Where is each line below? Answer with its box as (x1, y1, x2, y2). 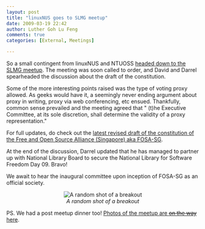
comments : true (6, 32, 45, 38)
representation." (6, 117, 47, 125)
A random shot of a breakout (66, 198, 140, 204)
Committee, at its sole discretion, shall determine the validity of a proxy (6, 111, 185, 118)
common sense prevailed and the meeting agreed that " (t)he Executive (6, 104, 187, 111)
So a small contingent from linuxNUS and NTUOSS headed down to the (6, 60, 186, 67)
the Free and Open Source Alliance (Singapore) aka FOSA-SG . (6, 136, 163, 143)
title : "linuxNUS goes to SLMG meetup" (6, 15, 108, 21)
